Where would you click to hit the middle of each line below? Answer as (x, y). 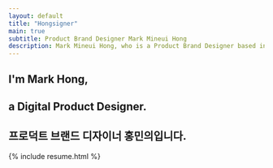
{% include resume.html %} (55, 156)
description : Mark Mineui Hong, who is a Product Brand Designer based (132, 46)
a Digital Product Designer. (78, 106)
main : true (27, 31)
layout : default (36, 16)
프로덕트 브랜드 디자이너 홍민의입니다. (97, 136)
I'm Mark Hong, (48, 79)
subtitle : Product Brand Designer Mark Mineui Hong (97, 39)
